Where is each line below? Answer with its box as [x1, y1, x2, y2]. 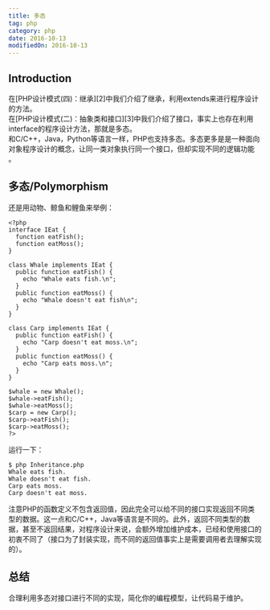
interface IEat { [8, 226, 67, 234]
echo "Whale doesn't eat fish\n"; [22, 296, 138, 304]
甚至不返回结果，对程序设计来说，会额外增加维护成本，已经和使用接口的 [22, 524, 262, 534]
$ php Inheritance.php [8, 461, 84, 469]
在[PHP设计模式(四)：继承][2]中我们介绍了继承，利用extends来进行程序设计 [8, 93, 260, 103]
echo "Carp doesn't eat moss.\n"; [22, 338, 138, 346]
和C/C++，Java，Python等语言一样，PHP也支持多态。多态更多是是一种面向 [8, 133, 260, 143]
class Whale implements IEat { [8, 260, 113, 269]
